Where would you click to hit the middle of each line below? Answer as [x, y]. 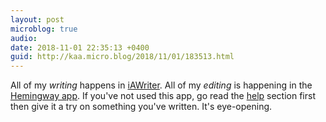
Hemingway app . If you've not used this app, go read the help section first [163, 96]
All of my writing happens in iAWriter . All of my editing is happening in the [161, 85]
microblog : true [44, 29]
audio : [24, 38]
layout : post [37, 19]
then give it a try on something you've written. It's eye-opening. [141, 107]
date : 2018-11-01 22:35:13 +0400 [80, 47]
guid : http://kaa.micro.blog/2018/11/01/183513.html [122, 57]
